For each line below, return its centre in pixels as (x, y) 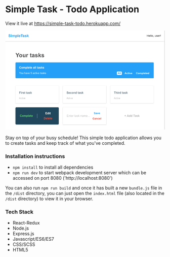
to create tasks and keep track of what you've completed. (65, 143)
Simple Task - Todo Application (72, 9)
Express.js (23, 234)
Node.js (21, 228)
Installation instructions (35, 156)
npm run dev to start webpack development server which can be (79, 173)
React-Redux (26, 223)
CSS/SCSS (24, 244)
